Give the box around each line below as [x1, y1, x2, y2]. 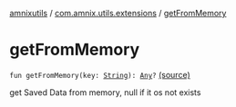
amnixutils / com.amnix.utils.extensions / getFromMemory [9, 8, 227, 18]
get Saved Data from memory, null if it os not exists [9, 86, 201, 98]
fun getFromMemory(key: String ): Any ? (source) [9, 69, 191, 80]
